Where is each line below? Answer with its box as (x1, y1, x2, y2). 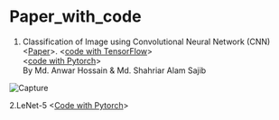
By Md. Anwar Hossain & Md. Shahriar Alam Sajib (22, 65, 207, 76)
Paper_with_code (9, 6, 142, 27)
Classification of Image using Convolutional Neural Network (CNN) (22, 36, 271, 47)
